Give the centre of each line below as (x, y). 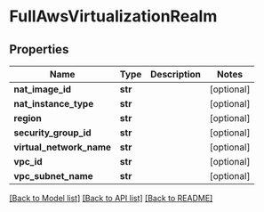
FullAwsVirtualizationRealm (113, 16)
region (28, 118)
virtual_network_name (63, 147)
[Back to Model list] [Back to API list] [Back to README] (111, 198)
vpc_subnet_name (53, 176)
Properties (39, 49)
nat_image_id (43, 89)
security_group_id (52, 133)
